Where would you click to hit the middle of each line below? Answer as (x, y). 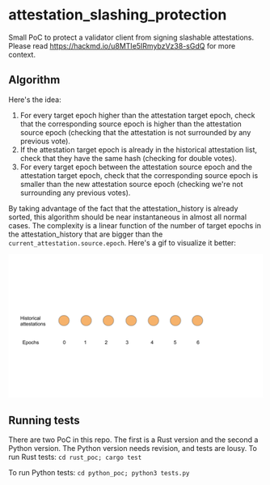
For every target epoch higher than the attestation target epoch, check (137, 115)
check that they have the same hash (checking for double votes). (128, 158)
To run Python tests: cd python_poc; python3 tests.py (99, 473)
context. (22, 54)
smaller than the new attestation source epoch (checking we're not (131, 184)
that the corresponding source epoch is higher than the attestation (131, 124)
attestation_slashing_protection (118, 15)
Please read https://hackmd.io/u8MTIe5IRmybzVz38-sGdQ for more (122, 45)
